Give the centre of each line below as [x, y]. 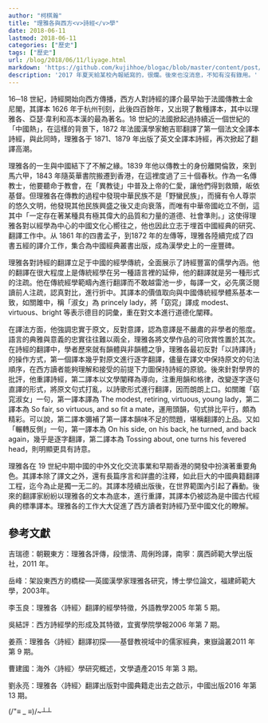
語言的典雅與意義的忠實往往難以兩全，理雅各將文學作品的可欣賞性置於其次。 [134, 339]
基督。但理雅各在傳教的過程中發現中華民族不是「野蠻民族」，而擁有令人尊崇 [132, 196]
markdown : [25, 68]
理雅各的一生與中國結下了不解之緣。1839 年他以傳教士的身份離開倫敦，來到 [132, 165]
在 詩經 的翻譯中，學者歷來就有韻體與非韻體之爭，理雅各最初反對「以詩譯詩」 [134, 349]
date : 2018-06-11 [37, 30]
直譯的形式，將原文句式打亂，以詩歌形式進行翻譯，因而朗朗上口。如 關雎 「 [130, 389]
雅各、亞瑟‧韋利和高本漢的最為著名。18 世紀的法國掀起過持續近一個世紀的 [129, 119]
